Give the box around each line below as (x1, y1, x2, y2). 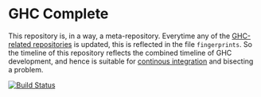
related (8, 39, 32, 48)
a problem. (8, 64, 44, 74)
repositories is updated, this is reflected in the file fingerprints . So (33, 39, 253, 48)
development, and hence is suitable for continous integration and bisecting (8, 56, 254, 66)
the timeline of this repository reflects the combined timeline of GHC (8, 48, 232, 57)
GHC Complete (8, 5, 109, 23)
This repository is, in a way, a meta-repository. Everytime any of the (8, 31, 231, 41)
